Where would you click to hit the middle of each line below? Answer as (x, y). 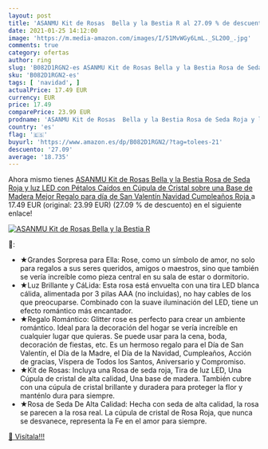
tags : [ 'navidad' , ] (44, 82)
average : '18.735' (39, 157)
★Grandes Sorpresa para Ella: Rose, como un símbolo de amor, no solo (137, 260)
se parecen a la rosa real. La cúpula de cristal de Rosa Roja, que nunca (136, 413)
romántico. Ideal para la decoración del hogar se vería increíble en (128, 328)
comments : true (33, 46)
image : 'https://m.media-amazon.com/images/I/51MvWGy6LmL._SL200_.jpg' (130, 38)
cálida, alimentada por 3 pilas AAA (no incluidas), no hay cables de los (135, 294)
